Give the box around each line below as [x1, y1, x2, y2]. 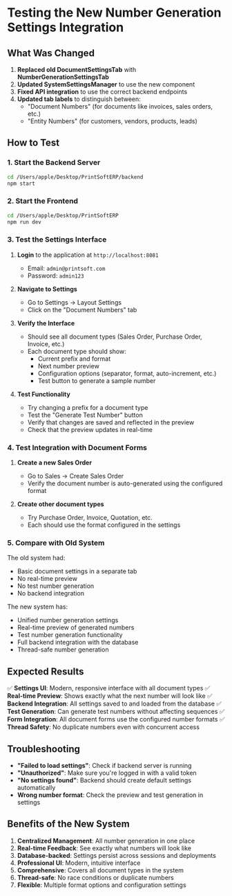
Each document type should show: [27, 347, 126, 355]
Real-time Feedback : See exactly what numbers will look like [17, 843, 192, 852]
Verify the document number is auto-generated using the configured [27, 479, 223, 487]
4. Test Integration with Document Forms [7, 442, 147, 452]
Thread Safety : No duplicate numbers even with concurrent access [7, 723, 200, 731]
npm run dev [7, 218, 41, 226]
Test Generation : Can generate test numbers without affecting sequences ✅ [7, 708, 225, 716]
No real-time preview [17, 575, 78, 583]
